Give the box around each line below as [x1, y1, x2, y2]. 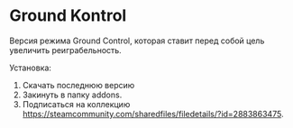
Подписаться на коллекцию [22, 98, 131, 109]
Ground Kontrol [9, 5, 127, 26]
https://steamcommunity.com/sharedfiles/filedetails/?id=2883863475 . [22, 108, 284, 119]
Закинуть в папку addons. [22, 89, 123, 100]
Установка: [9, 62, 52, 73]
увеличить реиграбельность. [9, 44, 122, 55]
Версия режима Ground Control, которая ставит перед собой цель [9, 35, 265, 46]
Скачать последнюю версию [22, 79, 135, 90]
